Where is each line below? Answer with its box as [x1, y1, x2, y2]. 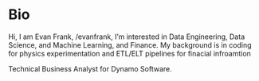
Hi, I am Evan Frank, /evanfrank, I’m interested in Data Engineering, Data [8, 32, 245, 41]
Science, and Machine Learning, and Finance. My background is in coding [8, 40, 253, 49]
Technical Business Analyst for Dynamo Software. [8, 64, 173, 73]
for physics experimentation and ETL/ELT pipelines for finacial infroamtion [8, 48, 251, 58]
